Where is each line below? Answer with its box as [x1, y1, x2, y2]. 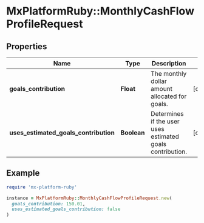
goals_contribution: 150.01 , [12, 201, 86, 207]
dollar [151, 77, 167, 85]
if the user [151, 117, 180, 125]
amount [151, 85, 173, 93]
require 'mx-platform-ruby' [6, 184, 78, 190]
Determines [151, 110, 184, 118]
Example [6, 168, 40, 178]
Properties [6, 41, 47, 52]
